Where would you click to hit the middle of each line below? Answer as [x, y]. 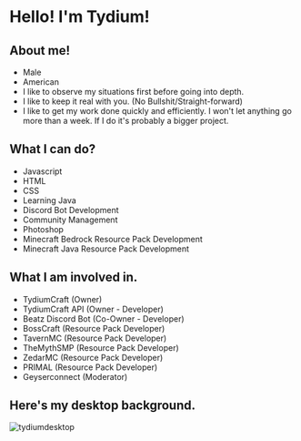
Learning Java [50, 200]
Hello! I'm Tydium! [80, 17]
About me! [40, 51]
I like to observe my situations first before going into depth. [133, 92]
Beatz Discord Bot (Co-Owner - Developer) [103, 318]
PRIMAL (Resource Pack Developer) [90, 367]
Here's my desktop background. [102, 406]
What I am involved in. [74, 277]
